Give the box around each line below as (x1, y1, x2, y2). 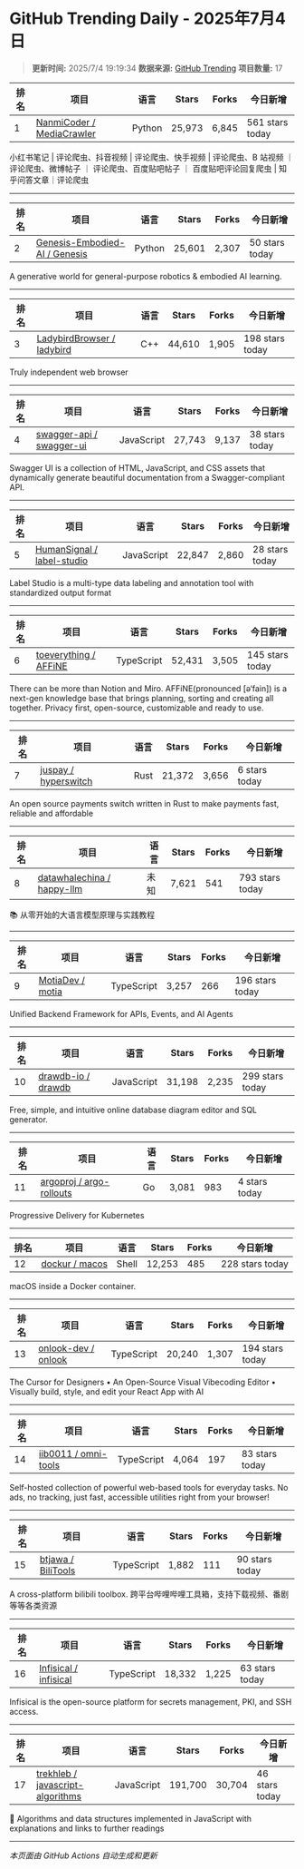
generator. (9, 1113, 48, 1125)
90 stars (236, 1552, 273, 1565)
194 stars (242, 1342, 284, 1355)
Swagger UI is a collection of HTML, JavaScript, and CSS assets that (9, 462, 265, 473)
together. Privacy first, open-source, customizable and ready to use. (9, 702, 264, 713)
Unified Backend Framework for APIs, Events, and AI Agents (9, 1008, 233, 1019)
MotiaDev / (38, 974, 86, 986)
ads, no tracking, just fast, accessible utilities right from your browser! (9, 1492, 270, 1502)
